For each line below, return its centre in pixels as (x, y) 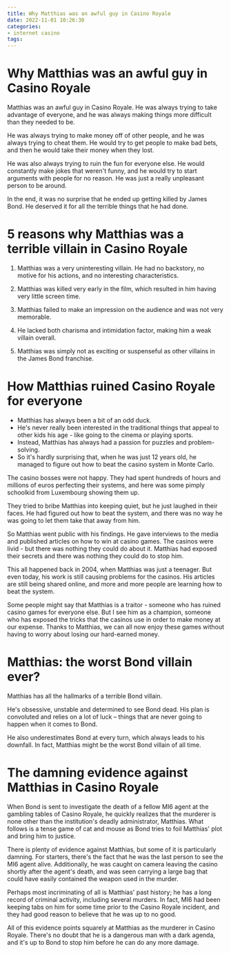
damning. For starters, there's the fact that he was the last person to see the (115, 857)
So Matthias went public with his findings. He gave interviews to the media (113, 534)
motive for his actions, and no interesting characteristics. (98, 275)
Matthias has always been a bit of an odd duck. (84, 420)
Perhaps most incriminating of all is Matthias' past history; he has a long (109, 892)
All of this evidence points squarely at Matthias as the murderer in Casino (111, 927)
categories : (24, 26)
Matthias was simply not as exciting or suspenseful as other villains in (116, 351)
